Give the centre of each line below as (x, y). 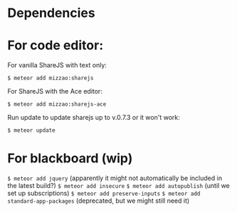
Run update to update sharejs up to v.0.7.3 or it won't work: (94, 118)
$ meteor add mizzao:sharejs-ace (57, 104)
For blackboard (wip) (70, 158)
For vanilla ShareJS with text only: (57, 65)
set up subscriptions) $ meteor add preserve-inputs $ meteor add (104, 194)
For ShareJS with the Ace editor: (55, 91)
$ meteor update (31, 130)
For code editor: (56, 46)
